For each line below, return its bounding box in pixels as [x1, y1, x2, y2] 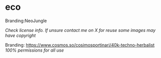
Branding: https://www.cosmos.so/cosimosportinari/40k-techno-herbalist [5, 42, 155, 48]
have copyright [5, 32, 36, 38]
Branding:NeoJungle [5, 18, 47, 24]
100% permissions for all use [5, 47, 64, 53]
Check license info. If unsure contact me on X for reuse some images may [5, 27, 156, 33]
